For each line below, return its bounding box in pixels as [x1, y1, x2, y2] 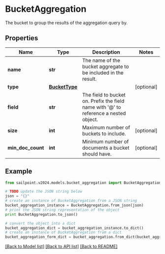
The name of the [82, 57, 120, 63]
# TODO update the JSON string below [5, 189, 82, 194]
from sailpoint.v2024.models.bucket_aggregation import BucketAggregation [5, 180, 162, 185]
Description [92, 48, 120, 55]
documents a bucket [82, 144, 130, 151]
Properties [5, 34, 38, 42]
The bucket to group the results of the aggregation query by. [5, 20, 128, 26]
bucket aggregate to [82, 63, 129, 70]
